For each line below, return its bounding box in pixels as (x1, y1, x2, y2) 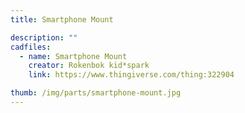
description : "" (10, 32, 78, 43)
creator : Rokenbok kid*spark (28, 61, 150, 71)
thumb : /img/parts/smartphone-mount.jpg (10, 88, 182, 98)
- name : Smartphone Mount (19, 51, 128, 61)
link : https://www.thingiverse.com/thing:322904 (28, 70, 235, 80)
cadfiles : (10, 42, 52, 52)
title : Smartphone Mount (10, 14, 114, 25)
